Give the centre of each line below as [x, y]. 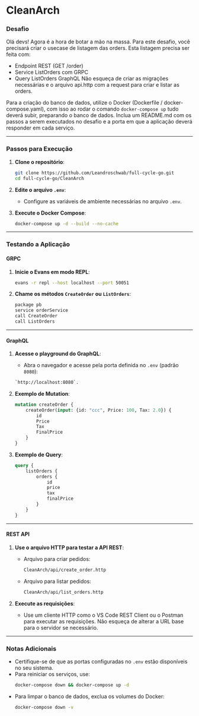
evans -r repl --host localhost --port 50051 [72, 283]
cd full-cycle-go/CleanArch [49, 178]
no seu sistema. [34, 668]
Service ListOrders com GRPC [52, 72]
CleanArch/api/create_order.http [65, 570]
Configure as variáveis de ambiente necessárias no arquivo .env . [103, 201]
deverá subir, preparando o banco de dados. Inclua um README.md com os [99, 115]
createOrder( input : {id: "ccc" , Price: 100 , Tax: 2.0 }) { [99, 410]
